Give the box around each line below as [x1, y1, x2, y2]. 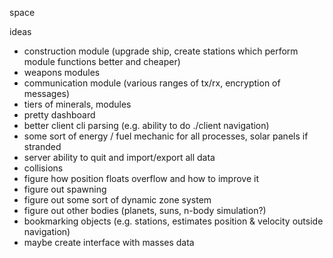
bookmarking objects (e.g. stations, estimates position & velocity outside [23, 215, 324, 227]
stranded [23, 141, 62, 152]
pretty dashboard [23, 109, 96, 121]
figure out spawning [23, 183, 107, 195]
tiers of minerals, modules [23, 98, 132, 110]
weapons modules [23, 67, 101, 78]
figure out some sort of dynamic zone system [23, 194, 212, 206]
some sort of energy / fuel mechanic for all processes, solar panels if [23, 130, 309, 142]
